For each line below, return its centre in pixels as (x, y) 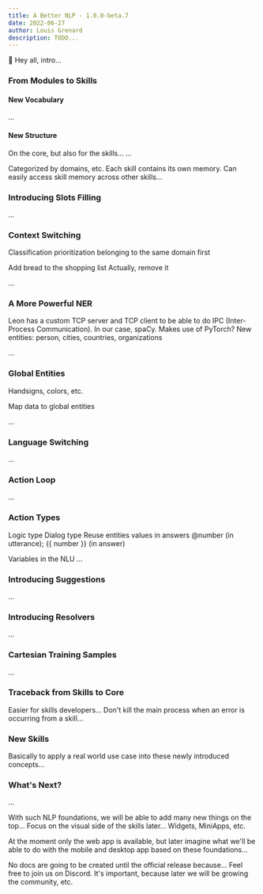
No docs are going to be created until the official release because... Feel (126, 865)
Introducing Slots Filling (54, 197)
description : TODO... (44, 38)
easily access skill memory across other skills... (85, 177)
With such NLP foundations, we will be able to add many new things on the (130, 818)
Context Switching (45, 235)
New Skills (29, 739)
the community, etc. (41, 882)
